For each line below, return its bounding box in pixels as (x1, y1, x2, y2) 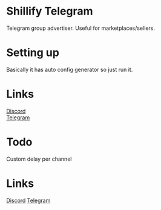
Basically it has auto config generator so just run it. (6, 66, 133, 73)
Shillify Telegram (6, 4, 93, 18)
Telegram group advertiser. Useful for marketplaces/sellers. (6, 24, 156, 32)
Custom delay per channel (6, 155, 72, 163)
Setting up (6, 46, 59, 60)
